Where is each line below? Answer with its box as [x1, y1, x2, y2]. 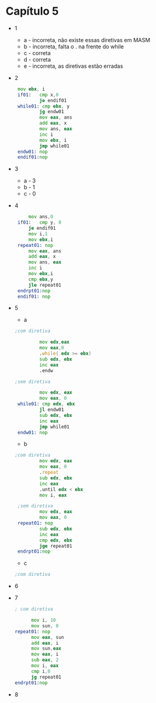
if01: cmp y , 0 [17, 219, 62, 226]
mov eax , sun [30, 634, 65, 640]
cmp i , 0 [30, 668, 51, 674]
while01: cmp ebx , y [17, 103, 70, 109]
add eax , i [30, 640, 59, 646]
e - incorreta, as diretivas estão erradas [23, 62, 123, 70]
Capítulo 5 [5, 4, 59, 18]
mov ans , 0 [28, 214, 54, 220]
